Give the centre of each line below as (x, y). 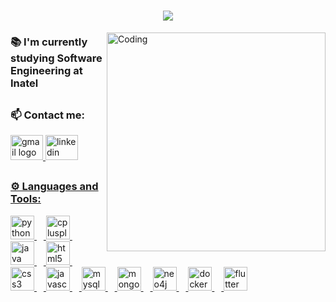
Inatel (24, 83)
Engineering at (46, 71)
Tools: (26, 199)
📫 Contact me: (48, 115)
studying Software (56, 58)
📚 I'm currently (49, 42)
